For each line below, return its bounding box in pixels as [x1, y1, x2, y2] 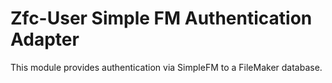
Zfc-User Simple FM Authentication [10, 7, 313, 30]
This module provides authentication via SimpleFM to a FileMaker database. [10, 61, 323, 73]
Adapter [10, 28, 80, 51]
